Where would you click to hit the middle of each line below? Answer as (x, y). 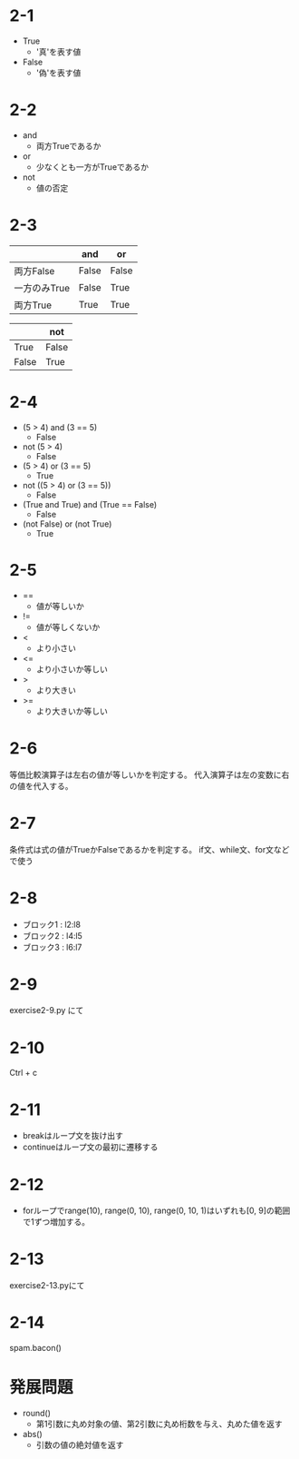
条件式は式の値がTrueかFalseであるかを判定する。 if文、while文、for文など (149, 849)
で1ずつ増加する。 (56, 1222)
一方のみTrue (42, 288)
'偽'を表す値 (58, 73)
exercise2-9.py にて (47, 1010)
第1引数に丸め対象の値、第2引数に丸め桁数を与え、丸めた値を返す (159, 1424)
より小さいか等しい (72, 669)
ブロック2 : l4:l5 (53, 935)
